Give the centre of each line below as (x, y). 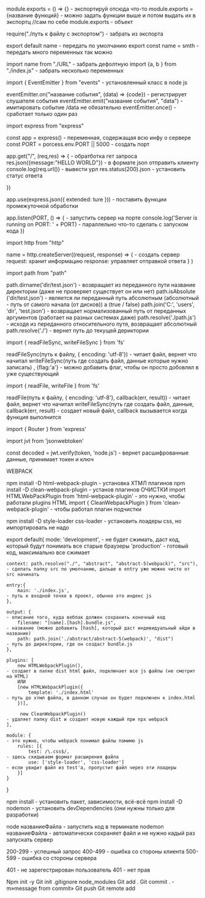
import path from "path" (37, 273)
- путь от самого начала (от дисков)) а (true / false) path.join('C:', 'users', (100, 304)
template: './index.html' (61, 693)
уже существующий (33, 374)
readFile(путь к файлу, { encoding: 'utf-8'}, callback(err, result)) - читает (99, 397)
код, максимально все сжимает (48, 552)
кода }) (16, 231)
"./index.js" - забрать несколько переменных (65, 71)
